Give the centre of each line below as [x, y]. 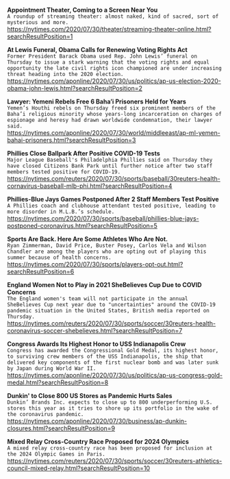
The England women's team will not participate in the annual [98, 299]
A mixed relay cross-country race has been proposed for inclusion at [110, 448]
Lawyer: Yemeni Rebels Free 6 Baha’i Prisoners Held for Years [97, 101]
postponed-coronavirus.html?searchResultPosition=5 [82, 226]
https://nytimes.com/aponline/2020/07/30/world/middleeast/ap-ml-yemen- [114, 133]
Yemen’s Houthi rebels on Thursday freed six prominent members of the [111, 108]
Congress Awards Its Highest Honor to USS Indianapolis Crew [97, 344]
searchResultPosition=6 [41, 271]
